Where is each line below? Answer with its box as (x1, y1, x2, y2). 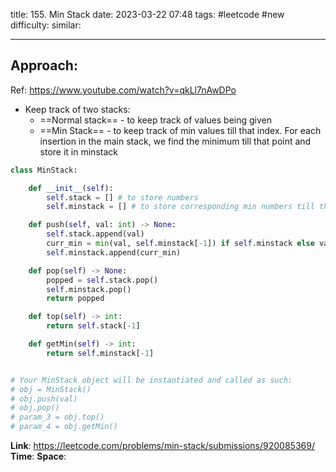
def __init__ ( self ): (28, 183, 114, 193)
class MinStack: (10, 165, 78, 175)
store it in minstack (39, 145, 118, 158)
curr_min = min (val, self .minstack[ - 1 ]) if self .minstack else (46, 239, 315, 249)
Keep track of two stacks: (24, 103, 131, 115)
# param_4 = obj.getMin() (10, 422, 118, 432)
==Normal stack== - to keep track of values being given (39, 114, 272, 126)
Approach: (10, 57, 78, 74)
